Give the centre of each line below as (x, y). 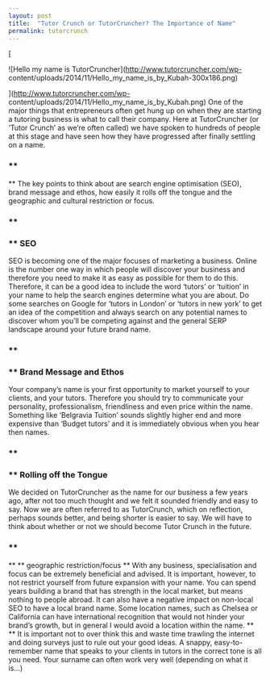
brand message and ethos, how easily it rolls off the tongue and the (120, 192)
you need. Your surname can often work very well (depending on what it (128, 659)
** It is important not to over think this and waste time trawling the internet (132, 633)
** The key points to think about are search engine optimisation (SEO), (125, 183)
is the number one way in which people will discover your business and (127, 269)
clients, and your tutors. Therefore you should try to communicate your (126, 398)
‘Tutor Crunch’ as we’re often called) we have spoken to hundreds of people (134, 128)
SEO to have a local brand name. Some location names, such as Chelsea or (133, 608)
